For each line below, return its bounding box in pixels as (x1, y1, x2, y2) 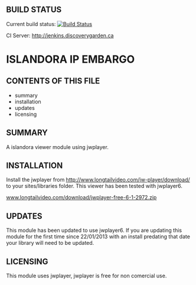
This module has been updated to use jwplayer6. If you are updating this (6, 227, 182, 234)
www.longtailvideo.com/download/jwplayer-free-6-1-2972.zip (6, 194, 157, 201)
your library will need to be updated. (6, 239, 94, 247)
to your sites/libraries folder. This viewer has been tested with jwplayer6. (6, 183, 183, 190)
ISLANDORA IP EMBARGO (6, 53, 135, 66)
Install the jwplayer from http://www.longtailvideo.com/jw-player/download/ (6, 176, 190, 183)
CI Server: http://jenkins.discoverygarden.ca (6, 32, 114, 39)
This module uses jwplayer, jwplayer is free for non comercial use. (6, 272, 167, 280)
